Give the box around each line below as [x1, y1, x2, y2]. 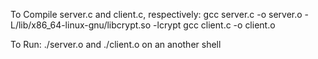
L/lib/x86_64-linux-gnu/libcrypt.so [10, 19, 152, 31]
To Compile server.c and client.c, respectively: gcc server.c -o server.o [10, 9, 303, 20]
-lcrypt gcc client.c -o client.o [153, 19, 276, 31]
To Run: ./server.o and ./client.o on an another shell [10, 39, 222, 50]
